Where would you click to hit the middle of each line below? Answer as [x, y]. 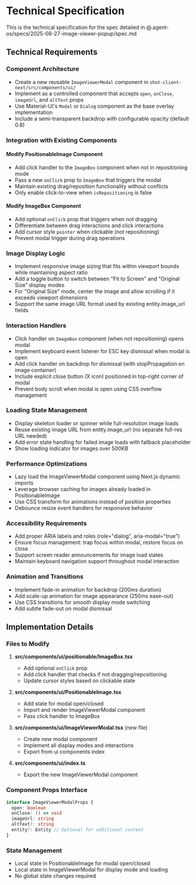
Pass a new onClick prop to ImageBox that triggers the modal [88, 180]
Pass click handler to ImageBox [62, 716]
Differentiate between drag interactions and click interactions [89, 225]
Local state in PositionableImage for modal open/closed [82, 863]
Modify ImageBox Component [44, 206]
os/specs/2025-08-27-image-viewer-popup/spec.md [71, 33]
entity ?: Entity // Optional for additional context [78, 830]
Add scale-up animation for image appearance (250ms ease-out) [94, 596]
